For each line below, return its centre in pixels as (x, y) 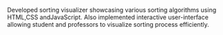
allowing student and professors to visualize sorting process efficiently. (108, 24)
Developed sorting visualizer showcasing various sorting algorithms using (112, 10)
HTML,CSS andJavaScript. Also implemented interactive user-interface (108, 17)
